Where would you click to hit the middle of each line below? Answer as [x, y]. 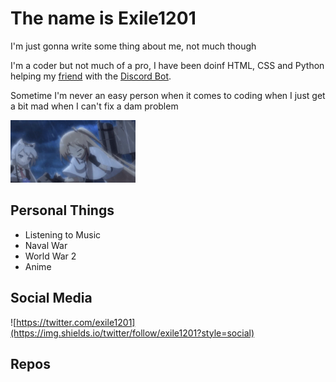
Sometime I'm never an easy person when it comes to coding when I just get [168, 95]
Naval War [46, 245]
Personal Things [62, 210]
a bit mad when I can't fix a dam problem [94, 106]
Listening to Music [63, 234]
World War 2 [50, 256]
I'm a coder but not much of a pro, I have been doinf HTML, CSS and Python [167, 65]
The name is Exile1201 [103, 18]
